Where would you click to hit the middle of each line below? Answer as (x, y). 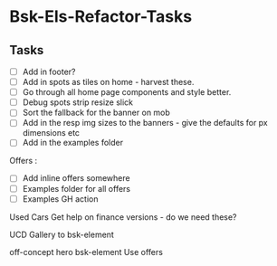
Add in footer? (49, 71)
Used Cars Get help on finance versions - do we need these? (123, 217)
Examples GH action (60, 199)
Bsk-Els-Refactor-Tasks (101, 17)
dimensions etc (51, 133)
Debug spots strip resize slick (78, 102)
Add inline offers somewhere (76, 178)
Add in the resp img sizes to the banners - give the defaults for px (145, 123)
